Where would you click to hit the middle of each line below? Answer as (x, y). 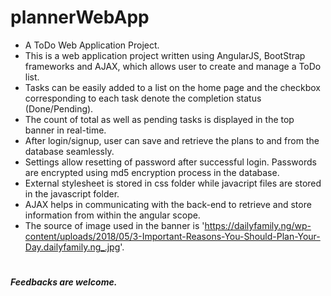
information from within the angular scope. (112, 215)
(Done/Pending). (59, 108)
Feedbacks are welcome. (64, 282)
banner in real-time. (65, 130)
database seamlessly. (69, 151)
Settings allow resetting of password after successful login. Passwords (170, 162)
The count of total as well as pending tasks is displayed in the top (159, 119)
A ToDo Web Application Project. (92, 45)
